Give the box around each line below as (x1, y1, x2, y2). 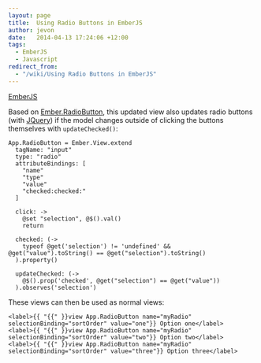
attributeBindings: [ (15, 159, 87, 168)
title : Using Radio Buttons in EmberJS (8, 19, 144, 27)
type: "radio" (15, 153, 62, 161)
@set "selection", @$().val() (22, 214, 122, 223)
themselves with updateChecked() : (8, 124, 118, 133)
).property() (15, 256, 58, 264)
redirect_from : (8, 63, 58, 71)
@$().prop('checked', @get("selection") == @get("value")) (22, 276, 221, 284)
